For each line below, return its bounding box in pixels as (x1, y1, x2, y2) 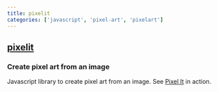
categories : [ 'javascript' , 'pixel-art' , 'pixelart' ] (7, 16, 164, 23)
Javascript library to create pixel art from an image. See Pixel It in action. (7, 78, 212, 86)
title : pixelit (7, 10, 51, 17)
